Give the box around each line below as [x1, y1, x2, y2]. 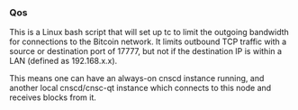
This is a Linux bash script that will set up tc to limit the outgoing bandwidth [9, 27, 290, 38]
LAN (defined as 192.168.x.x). [9, 56, 118, 67]
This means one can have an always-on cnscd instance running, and [9, 73, 265, 84]
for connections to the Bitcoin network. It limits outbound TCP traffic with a [9, 36, 287, 47]
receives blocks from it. [9, 92, 97, 103]
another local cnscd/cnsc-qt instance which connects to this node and [9, 83, 272, 94]
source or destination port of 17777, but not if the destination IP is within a [9, 46, 282, 57]
